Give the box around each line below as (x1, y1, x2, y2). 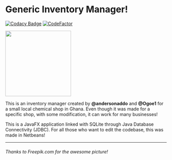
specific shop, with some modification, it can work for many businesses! (5, 111, 158, 117)
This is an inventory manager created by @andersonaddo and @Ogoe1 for (5, 100, 164, 106)
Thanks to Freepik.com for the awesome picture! (5, 148, 109, 154)
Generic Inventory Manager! (5, 4, 128, 15)
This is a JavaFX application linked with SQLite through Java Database (5, 121, 154, 127)
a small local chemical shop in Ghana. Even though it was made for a (5, 106, 150, 112)
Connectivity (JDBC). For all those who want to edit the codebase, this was (5, 126, 164, 132)
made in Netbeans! (5, 132, 46, 138)
